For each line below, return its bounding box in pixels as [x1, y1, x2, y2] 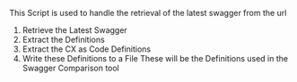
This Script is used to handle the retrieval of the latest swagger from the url [9, 8, 287, 18]
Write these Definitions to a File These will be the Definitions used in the [22, 53, 289, 63]
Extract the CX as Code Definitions [22, 44, 151, 54]
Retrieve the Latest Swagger [22, 25, 127, 35]
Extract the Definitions [22, 35, 105, 45]
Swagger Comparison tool [22, 62, 119, 73]
